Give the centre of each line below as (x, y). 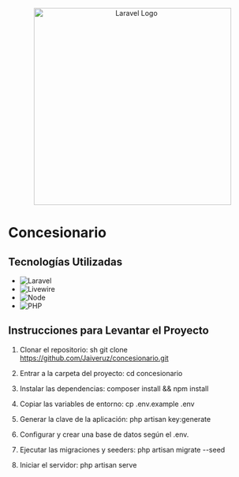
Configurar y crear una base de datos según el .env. (104, 434)
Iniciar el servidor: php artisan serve (78, 464)
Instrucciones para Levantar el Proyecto (108, 331)
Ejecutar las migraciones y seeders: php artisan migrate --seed (122, 449)
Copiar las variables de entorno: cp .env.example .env (107, 404)
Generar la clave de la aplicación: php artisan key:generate (115, 419)
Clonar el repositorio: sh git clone (73, 349)
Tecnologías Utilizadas (65, 261)
